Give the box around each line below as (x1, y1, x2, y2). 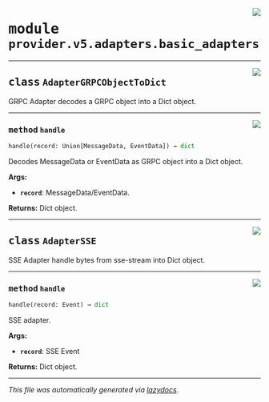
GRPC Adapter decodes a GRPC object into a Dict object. (8, 96, 196, 106)
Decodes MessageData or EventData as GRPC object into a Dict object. (8, 156, 243, 166)
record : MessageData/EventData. (19, 187, 130, 197)
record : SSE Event (19, 346, 80, 356)
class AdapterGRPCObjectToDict (8, 76, 167, 89)
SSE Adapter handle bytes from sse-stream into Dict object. (8, 255, 206, 264)
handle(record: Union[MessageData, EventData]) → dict (8, 143, 195, 151)
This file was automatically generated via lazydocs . (8, 384, 179, 394)
